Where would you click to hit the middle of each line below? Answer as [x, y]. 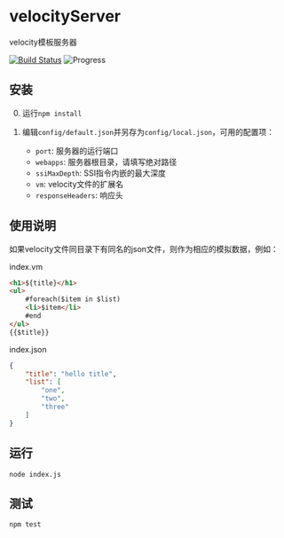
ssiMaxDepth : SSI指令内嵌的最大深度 [101, 173]
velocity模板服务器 [43, 42]
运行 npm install [52, 113]
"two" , [53, 399]
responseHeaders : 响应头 [79, 195]
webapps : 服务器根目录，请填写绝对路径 [106, 162]
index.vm [26, 266]
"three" [55, 407]
